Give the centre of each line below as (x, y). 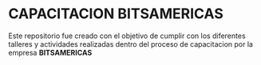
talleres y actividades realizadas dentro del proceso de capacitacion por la (131, 44)
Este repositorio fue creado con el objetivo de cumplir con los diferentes (127, 36)
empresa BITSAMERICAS (50, 52)
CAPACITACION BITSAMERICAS (116, 14)
